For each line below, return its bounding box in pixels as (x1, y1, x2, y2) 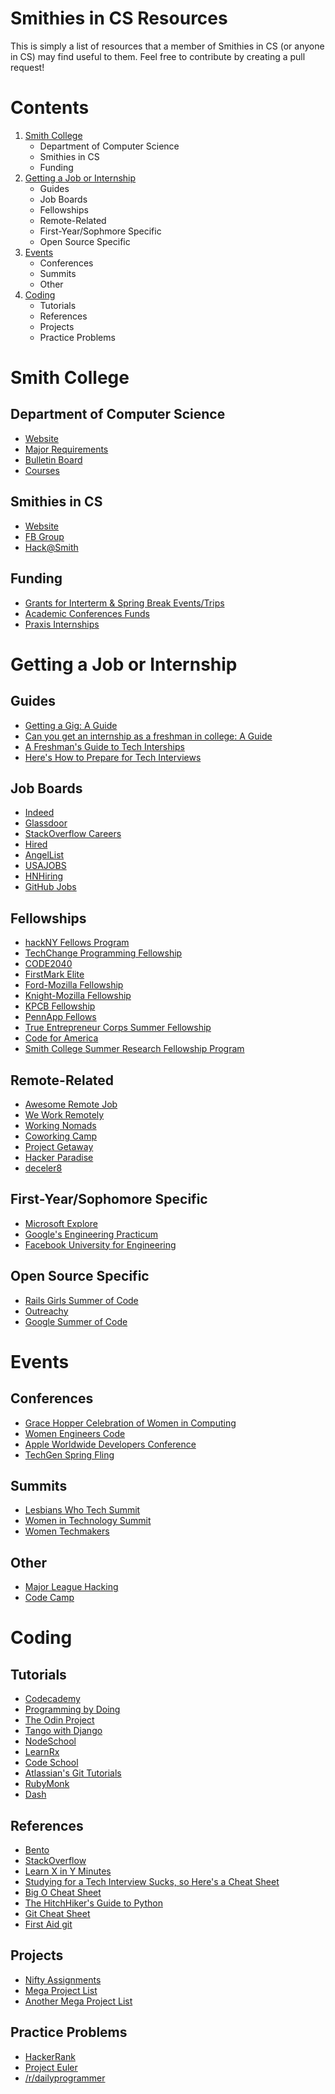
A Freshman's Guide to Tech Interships (24, 740, 185, 752)
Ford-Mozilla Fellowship (24, 979, 124, 991)
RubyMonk (24, 1778, 70, 1790)
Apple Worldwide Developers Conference (24, 1438, 197, 1450)
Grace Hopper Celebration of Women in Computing (24, 1417, 237, 1429)
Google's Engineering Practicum (24, 1228, 158, 1240)
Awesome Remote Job (24, 1098, 118, 1110)
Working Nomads (24, 1119, 97, 1131)
